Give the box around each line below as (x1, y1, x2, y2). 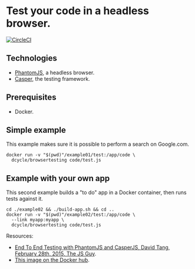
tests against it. (6, 195, 43, 202)
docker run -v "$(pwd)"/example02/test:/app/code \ (6, 212, 135, 218)
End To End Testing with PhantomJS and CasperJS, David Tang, (14, 244, 170, 251)
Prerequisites (6, 93, 57, 103)
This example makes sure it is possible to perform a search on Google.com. (6, 140, 190, 148)
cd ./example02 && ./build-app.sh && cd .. (6, 206, 115, 213)
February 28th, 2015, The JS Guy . (14, 250, 97, 257)
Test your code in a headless (6, 4, 149, 18)
